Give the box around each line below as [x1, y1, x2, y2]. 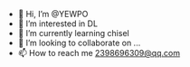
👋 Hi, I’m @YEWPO [17, 9, 89, 19]
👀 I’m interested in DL [17, 18, 98, 29]
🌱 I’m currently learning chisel [17, 28, 129, 38]
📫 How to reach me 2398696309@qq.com [17, 48, 181, 58]
